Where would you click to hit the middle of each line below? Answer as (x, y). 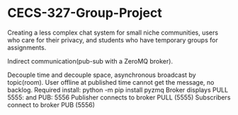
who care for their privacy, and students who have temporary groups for (113, 40)
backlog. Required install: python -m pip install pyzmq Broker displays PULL (118, 90)
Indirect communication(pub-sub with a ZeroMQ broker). (90, 61)
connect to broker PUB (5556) (51, 104)
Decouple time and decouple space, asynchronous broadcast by (102, 75)
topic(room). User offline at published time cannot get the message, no (111, 82)
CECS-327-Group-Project (85, 13)
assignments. (27, 47)
